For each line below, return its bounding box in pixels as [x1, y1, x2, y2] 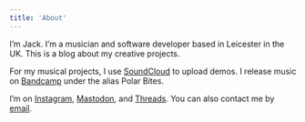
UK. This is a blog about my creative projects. [9, 47, 180, 59]
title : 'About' [9, 13, 67, 23]
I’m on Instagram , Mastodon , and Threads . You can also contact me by [9, 93, 275, 104]
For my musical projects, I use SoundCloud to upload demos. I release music [9, 66, 297, 76]
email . [9, 102, 33, 114]
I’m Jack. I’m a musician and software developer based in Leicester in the [9, 38, 285, 49]
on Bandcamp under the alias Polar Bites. [9, 75, 164, 86]
